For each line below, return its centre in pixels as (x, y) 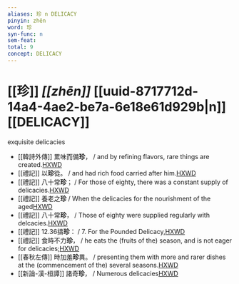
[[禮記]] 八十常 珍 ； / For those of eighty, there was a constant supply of (123, 182)
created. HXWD (40, 164)
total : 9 (20, 47)
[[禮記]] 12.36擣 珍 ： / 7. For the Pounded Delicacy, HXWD (101, 231)
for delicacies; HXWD (49, 248)
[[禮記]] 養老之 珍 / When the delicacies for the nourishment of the (114, 198)
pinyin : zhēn (27, 21)
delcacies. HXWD (42, 223)
